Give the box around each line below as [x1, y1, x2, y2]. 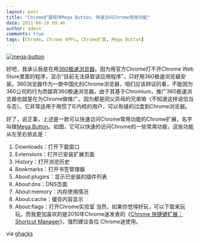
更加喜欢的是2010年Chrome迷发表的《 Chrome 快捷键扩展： [35, 211, 184, 217]
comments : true [6, 31, 44, 37]
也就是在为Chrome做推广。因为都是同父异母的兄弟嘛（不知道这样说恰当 [16, 95, 194, 102]
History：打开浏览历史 [14, 158, 70, 165]
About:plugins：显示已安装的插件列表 [14, 173, 108, 180]
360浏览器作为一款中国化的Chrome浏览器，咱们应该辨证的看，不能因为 [16, 80, 193, 87]
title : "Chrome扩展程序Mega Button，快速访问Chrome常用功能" [6, 14, 150, 20]
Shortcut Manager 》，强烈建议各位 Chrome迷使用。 [14, 218, 142, 225]
